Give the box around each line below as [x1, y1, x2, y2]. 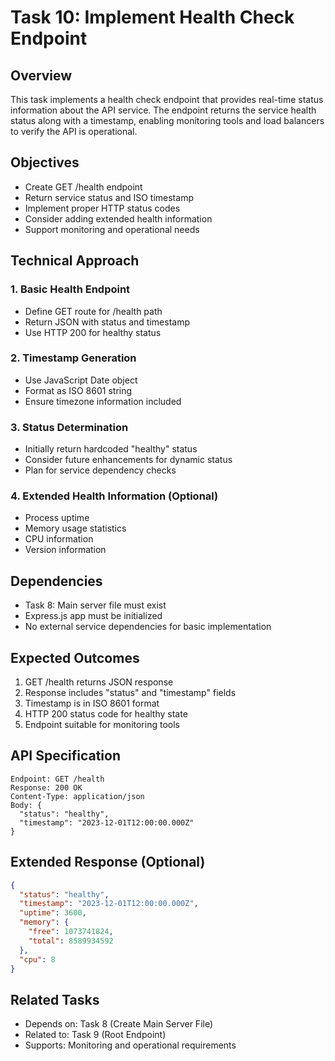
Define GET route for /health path [24, 305, 163, 317]
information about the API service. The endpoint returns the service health [10, 104, 317, 116]
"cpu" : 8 [19, 954, 56, 965]
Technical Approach [10, 252, 140, 270]
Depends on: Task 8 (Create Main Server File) [24, 1018, 214, 1030]
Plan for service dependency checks [24, 464, 177, 476]
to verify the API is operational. [10, 126, 138, 137]
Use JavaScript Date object [24, 374, 138, 386]
